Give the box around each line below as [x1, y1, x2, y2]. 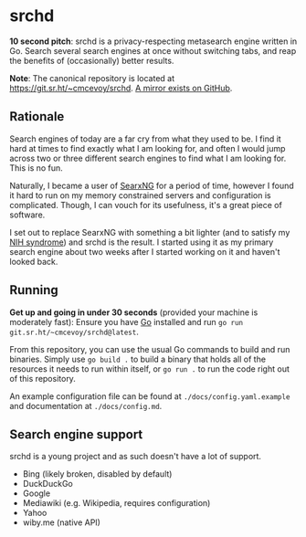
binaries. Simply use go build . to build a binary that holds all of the [9, 353, 267, 364]
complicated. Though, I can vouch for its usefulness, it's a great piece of [9, 199, 283, 210]
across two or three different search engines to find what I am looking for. [9, 153, 287, 163]
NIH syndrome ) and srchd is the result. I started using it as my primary [9, 237, 274, 247]
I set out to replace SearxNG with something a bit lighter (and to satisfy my [9, 226, 290, 237]
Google [22, 488, 51, 499]
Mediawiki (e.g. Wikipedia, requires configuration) [22, 498, 211, 509]
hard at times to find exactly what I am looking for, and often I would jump [9, 142, 286, 153]
